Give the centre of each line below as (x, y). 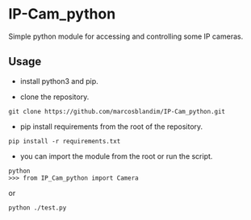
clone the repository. (54, 97)
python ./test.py (38, 208)
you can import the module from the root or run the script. (116, 156)
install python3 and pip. (59, 81)
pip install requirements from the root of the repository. (111, 127)
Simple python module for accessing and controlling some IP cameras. (126, 36)
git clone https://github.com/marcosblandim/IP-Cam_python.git (117, 111)
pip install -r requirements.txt (65, 141)
